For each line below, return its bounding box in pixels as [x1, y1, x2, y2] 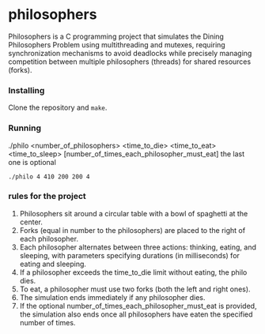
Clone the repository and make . [8, 103, 108, 112]
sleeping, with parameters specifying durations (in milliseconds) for [19, 250, 240, 260]
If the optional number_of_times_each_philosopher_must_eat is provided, [19, 301, 257, 310]
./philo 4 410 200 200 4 [8, 172, 90, 181]
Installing [8, 84, 45, 96]
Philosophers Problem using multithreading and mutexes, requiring [8, 39, 225, 49]
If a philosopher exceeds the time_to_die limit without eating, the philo [19, 267, 248, 277]
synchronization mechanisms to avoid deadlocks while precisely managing [8, 48, 252, 58]
